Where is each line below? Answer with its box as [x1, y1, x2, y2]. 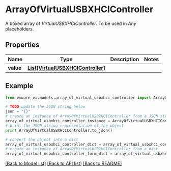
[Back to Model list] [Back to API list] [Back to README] [5, 160, 122, 166]
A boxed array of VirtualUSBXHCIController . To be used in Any [5, 20, 136, 26]
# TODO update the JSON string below [5, 104, 85, 109]
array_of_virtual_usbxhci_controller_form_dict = [5, 151, 113, 156]
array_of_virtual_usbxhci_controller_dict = [5, 141, 101, 147]
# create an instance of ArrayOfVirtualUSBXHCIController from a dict [5, 147, 158, 152]
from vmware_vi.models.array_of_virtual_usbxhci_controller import [5, 95, 152, 100]
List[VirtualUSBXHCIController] [27, 64, 105, 71]
